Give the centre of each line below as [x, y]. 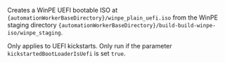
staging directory [32, 25]
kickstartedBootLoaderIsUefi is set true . [66, 53]
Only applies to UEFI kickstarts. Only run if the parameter [90, 46]
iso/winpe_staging [34, 33]
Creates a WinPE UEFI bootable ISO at [63, 10]
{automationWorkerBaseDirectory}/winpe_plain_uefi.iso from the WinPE [112, 17]
